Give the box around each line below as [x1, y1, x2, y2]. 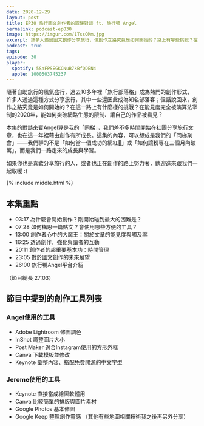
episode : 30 [6, 54, 36, 60]
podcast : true [6, 43, 42, 49]
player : [6, 59, 26, 66]
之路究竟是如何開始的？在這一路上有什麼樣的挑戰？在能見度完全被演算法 [11, 104, 192, 111]
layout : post [6, 15, 39, 21]
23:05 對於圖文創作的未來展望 [15, 254, 90, 261]
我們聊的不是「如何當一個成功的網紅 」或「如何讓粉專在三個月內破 [27, 139, 196, 146]
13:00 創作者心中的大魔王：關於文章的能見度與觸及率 [15, 231, 148, 238]
